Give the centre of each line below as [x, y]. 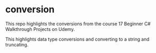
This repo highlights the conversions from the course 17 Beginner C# [78, 24]
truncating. [17, 44]
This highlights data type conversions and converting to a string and [77, 39]
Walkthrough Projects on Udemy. [40, 29]
